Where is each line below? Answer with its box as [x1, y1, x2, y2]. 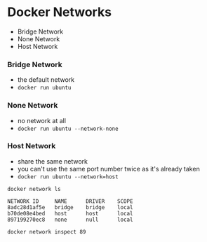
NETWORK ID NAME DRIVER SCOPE [7, 197, 133, 205]
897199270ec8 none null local [7, 216, 133, 223]
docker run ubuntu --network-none [17, 125, 119, 132]
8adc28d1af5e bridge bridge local [7, 204, 133, 211]
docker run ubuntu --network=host [17, 173, 119, 180]
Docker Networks [7, 4, 112, 20]
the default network [17, 76, 75, 84]
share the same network [17, 157, 88, 165]
